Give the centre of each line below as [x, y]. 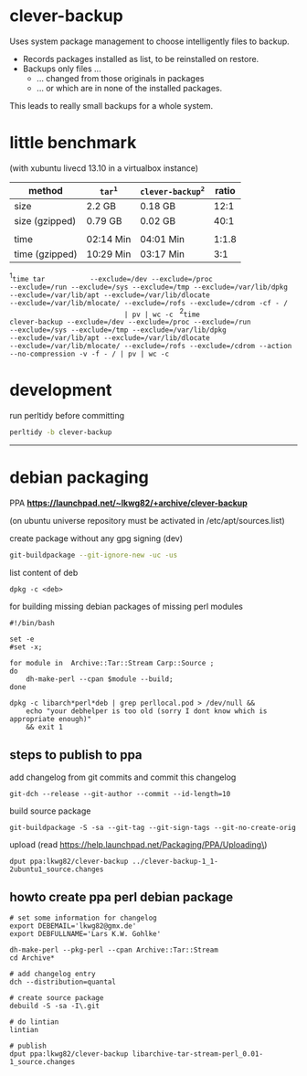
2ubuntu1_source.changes [57, 869]
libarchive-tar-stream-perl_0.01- [197, 1054]
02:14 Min [109, 239]
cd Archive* [32, 958]
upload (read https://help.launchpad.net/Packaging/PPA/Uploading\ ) [138, 844]
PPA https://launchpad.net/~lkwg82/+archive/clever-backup [129, 503]
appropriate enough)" [51, 719]
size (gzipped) [45, 220]
